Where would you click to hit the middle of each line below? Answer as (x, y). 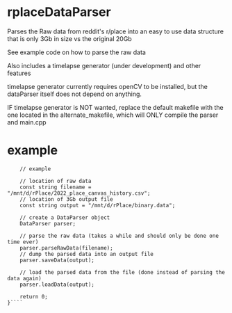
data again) (24, 278)
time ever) (23, 242)
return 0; (34, 296)
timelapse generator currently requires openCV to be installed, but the (108, 86)
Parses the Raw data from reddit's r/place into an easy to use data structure (116, 31)
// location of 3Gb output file (66, 199)
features (19, 73)
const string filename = (56, 187)
